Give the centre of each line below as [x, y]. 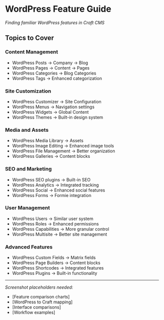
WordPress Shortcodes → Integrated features [58, 268]
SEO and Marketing [29, 169]
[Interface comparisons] [36, 307]
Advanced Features [29, 247]
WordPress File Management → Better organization [64, 151]
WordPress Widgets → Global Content [50, 112]
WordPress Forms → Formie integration [52, 195]
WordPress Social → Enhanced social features [59, 190]
